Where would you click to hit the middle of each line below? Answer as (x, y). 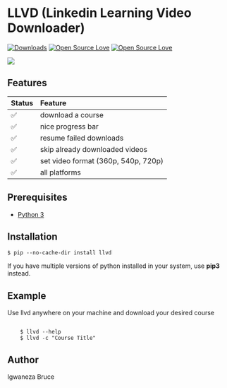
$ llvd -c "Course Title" (58, 338)
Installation (32, 236)
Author (23, 359)
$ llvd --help (41, 332)
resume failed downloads (82, 138)
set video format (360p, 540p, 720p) (102, 160)
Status (22, 102)
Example (27, 296)
